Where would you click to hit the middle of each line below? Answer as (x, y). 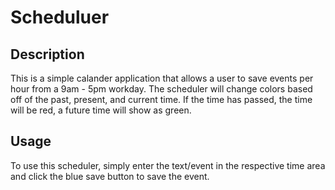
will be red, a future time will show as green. (101, 110)
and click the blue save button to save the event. (110, 176)
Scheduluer (60, 17)
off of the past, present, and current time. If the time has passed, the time (161, 99)
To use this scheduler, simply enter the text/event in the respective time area (168, 165)
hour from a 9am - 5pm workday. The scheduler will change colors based (161, 89)
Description (47, 54)
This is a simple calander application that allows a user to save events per (162, 78)
